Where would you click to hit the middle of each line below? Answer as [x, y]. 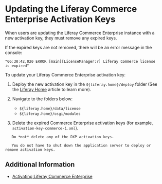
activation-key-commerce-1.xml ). [45, 128]
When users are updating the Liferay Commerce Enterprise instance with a [80, 33]
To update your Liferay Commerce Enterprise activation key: [65, 74]
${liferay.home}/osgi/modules [50, 114]
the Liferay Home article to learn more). [52, 89]
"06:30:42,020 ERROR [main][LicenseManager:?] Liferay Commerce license [80, 61]
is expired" [17, 66]
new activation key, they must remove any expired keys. [61, 38]
